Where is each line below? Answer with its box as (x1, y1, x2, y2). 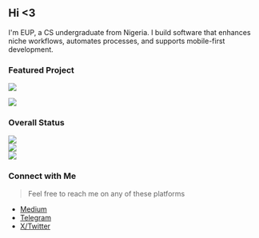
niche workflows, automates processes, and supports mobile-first (8, 36, 225, 46)
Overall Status (8, 117, 66, 129)
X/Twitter (19, 221, 50, 231)
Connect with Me (8, 171, 77, 182)
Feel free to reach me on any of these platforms (27, 188, 185, 198)
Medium (19, 204, 48, 214)
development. (8, 44, 54, 54)
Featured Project (8, 64, 74, 75)
